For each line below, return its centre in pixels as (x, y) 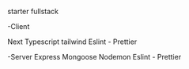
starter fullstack (33, 11)
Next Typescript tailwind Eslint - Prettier (72, 42)
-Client (19, 26)
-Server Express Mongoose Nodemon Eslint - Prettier (94, 57)
